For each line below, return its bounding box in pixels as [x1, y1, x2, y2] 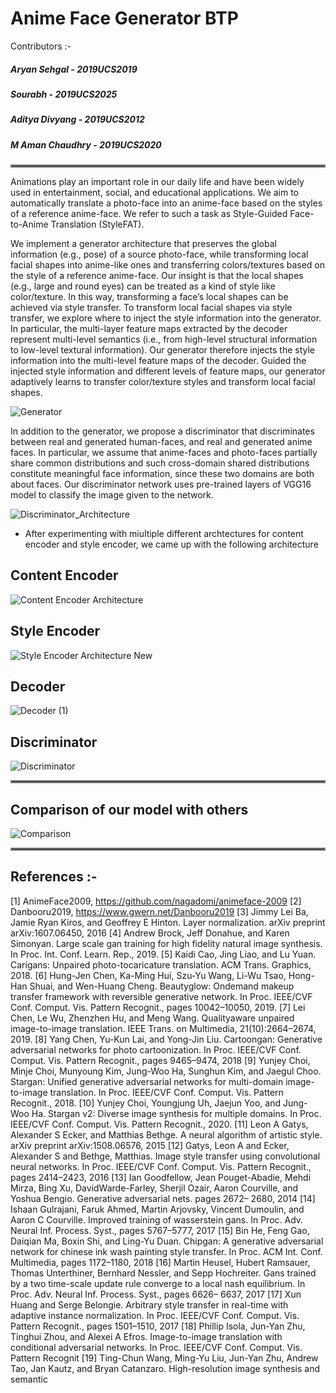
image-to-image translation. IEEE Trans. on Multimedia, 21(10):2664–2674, [10, 1022, 317, 1034]
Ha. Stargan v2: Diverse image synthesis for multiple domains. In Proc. [31, 1107, 322, 1119]
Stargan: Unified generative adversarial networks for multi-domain [10, 1075, 284, 1087]
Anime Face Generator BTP [10, 7, 239, 30]
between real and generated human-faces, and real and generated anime [10, 436, 313, 448]
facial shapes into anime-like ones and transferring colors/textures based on [10, 259, 326, 271]
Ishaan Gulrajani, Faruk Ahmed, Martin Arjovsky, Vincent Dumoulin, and [10, 1203, 305, 1215]
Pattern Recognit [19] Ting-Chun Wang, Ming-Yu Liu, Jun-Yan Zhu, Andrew [10, 1352, 319, 1364]
